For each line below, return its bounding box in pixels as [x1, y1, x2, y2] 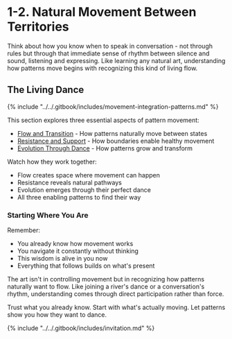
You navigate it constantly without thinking [17, 247, 139, 255]
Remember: [7, 226, 40, 234]
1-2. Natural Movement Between [7, 4, 197, 20]
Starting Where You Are [7, 210, 89, 220]
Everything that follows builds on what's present [17, 261, 155, 270]
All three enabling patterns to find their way [17, 193, 141, 201]
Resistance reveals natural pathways [17, 178, 123, 186]
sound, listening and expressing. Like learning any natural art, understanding [7, 56, 226, 64]
